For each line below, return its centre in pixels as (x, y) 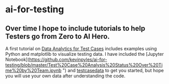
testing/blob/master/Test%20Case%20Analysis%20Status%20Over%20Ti (84, 65)
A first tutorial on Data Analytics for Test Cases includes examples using (81, 49)
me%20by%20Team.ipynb (33, 70)
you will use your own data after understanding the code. (65, 76)
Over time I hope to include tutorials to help (75, 28)
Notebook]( (17, 59)
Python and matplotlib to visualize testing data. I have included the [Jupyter (85, 54)
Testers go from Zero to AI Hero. (57, 36)
